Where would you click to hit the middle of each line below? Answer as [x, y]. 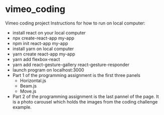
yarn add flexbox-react [36, 59]
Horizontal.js [33, 80]
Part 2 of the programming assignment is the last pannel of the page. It [86, 96]
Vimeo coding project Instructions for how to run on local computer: [75, 23]
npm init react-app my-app [40, 43]
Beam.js [28, 85]
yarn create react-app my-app [44, 54]
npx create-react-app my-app [43, 38]
